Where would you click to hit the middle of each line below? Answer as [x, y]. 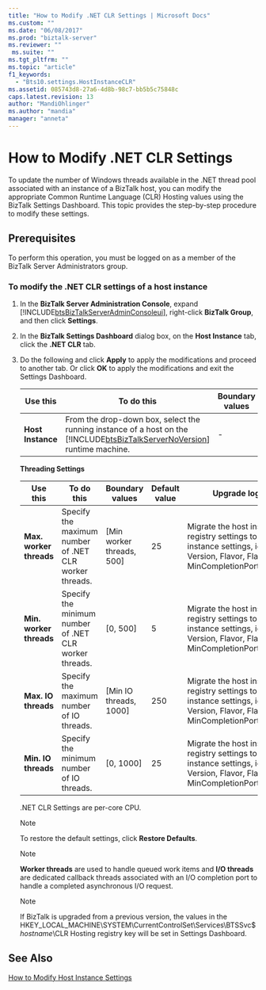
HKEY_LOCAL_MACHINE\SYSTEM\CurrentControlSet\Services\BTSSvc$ [138, 925]
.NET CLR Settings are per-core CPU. [80, 807]
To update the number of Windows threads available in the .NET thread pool [132, 180]
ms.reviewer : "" [35, 45]
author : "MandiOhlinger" [49, 104]
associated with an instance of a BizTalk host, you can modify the [115, 188]
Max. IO [38, 696]
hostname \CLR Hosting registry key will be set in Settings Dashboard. [133, 933]
